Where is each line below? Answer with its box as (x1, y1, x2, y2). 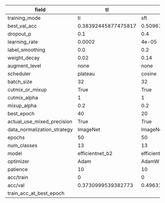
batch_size (7, 78, 33, 85)
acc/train (7, 174, 28, 180)
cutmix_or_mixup (7, 86, 47, 93)
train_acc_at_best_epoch (7, 190, 65, 197)
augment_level (7, 62, 41, 69)
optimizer (7, 158, 29, 165)
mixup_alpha (7, 102, 37, 109)
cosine (141, 71, 157, 77)
